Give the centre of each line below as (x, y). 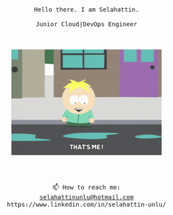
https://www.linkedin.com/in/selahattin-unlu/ (86, 205)
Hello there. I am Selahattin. (86, 9)
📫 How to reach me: (86, 188)
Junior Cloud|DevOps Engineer (86, 24)
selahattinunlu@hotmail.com (86, 197)
